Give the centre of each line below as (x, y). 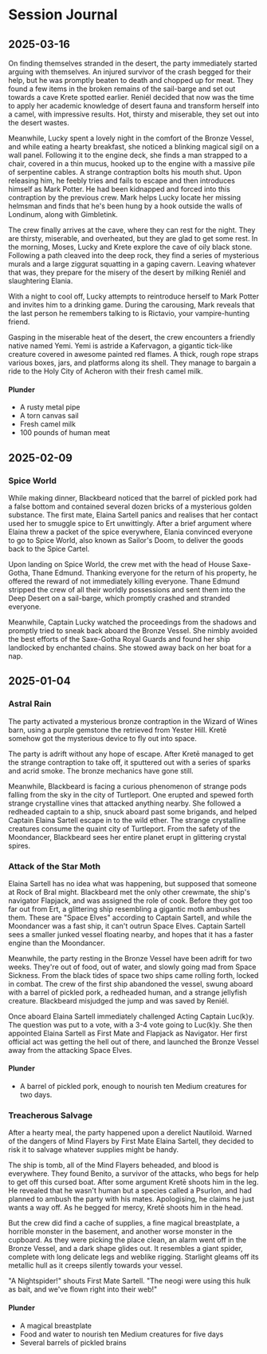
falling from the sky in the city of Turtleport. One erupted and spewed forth (131, 794)
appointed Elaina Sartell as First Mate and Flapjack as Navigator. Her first (128, 1033)
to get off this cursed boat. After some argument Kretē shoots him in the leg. (133, 1182)
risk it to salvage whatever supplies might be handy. (94, 1150)
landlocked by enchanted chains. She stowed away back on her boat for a (130, 647)
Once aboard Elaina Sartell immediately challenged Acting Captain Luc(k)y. (132, 1016)
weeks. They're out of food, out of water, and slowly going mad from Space (132, 967)
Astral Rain (30, 704)
